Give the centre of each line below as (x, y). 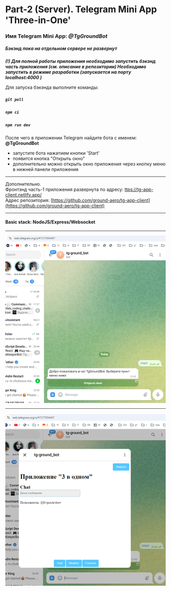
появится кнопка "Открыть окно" (49, 158)
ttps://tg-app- (139, 189)
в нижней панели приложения (46, 169)
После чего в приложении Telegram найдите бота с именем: (71, 138)
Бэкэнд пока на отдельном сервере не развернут (61, 48)
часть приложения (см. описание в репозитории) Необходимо (76, 67)
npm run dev (18, 125)
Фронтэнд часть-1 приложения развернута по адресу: (64, 189)
